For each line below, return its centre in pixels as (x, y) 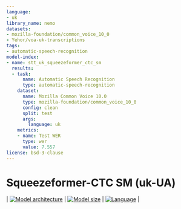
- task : (21, 74)
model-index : (23, 57)
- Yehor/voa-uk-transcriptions (46, 40)
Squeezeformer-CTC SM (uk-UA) (91, 183)
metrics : (28, 130)
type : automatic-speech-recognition (68, 85)
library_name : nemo (31, 23)
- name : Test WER (39, 136)
